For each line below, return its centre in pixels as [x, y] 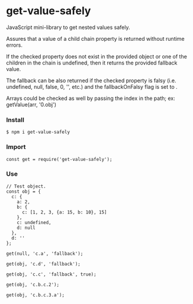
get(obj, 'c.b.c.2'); [33, 284]
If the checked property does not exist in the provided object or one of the [97, 56]
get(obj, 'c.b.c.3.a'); [36, 295]
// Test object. [26, 186]
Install [15, 119]
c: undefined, [34, 222]
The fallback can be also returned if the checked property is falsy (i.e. [91, 80]
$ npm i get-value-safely [38, 132]
